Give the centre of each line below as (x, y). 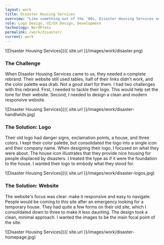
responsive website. (25, 100)
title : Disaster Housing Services (40, 14)
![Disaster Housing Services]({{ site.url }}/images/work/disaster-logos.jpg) (80, 173)
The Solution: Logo (28, 127)
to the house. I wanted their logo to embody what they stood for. (70, 163)
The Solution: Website (32, 186)
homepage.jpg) (20, 237)
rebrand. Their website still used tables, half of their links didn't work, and (79, 79)
